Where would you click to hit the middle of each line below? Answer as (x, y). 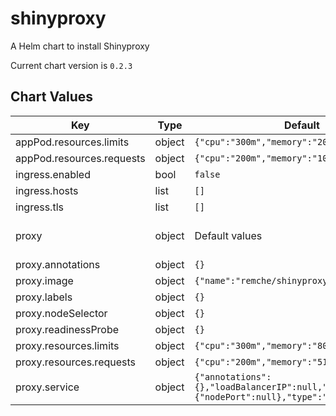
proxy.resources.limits (67, 345)
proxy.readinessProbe (67, 329)
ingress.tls (39, 207)
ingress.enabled (53, 174)
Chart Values (52, 97)
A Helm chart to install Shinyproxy (80, 46)
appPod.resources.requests (80, 158)
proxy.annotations (58, 264)
